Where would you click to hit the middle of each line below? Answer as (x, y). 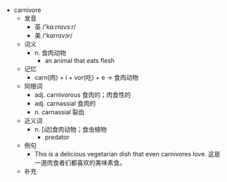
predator (57, 137)
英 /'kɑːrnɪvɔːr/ (55, 27)
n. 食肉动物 (50, 53)
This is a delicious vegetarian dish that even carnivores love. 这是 (127, 154)
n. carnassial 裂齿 (60, 112)
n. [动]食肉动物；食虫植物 (71, 129)
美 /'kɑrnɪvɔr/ (53, 35)
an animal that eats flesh (80, 61)
